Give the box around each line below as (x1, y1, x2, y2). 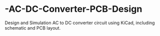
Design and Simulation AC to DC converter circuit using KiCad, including (5, 20, 155, 26)
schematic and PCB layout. (5, 25, 61, 31)
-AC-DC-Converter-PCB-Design (5, 3, 142, 15)
